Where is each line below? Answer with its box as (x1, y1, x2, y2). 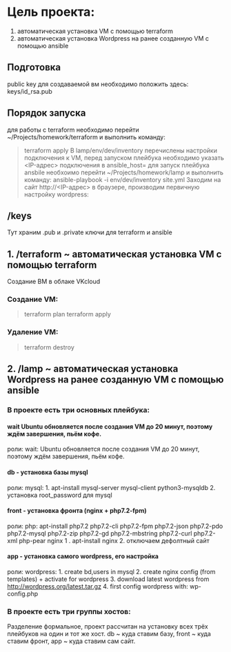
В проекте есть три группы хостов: (7, 607, 131, 616)
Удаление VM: (7, 327, 59, 337)
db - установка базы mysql (7, 468, 88, 476)
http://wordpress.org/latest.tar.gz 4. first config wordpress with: (7, 582, 188, 590)
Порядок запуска (7, 108, 86, 119)
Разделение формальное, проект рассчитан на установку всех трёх (7, 622, 208, 631)
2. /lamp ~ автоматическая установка (7, 363, 179, 375)
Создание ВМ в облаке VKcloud (7, 277, 101, 286)
